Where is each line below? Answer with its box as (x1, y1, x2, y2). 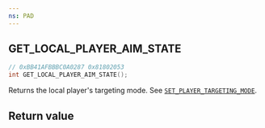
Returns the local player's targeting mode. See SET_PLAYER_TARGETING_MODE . (8, 86, 257, 96)
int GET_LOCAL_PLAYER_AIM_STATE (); (8, 70, 128, 79)
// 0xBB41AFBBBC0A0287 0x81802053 (8, 63, 125, 71)
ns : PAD (8, 11, 35, 20)
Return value (8, 109, 74, 122)
